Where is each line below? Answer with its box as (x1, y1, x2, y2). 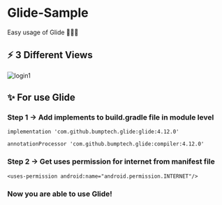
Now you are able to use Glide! (7, 189, 113, 199)
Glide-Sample (7, 5, 89, 21)
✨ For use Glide (7, 92, 75, 104)
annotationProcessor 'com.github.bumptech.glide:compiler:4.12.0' (7, 141, 205, 148)
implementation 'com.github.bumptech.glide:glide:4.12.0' (7, 128, 179, 136)
